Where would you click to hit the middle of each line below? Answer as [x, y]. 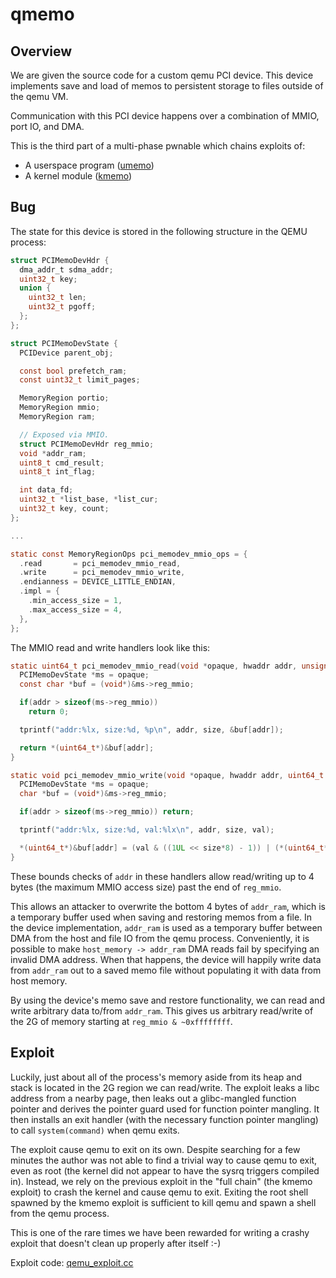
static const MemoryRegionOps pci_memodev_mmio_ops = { [129, 554]
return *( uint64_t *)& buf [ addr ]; [87, 748]
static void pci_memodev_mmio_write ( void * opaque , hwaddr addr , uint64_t [167, 775]
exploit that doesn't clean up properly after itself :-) [116, 1243]
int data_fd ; [46, 490]
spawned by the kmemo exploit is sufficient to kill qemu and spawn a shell [163, 1202]
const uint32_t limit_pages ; [80, 380]
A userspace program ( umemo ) [89, 165]
